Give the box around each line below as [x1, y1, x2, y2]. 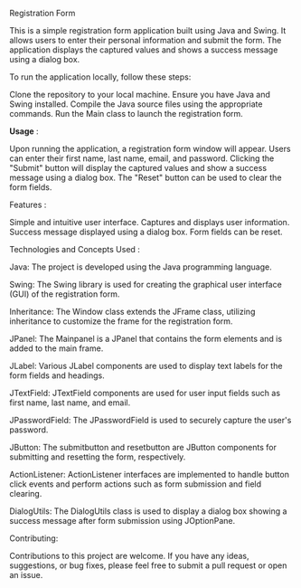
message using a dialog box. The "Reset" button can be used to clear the [9, 172, 282, 183]
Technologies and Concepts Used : [9, 244, 140, 254]
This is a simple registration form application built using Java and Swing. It [9, 25, 287, 35]
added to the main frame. [9, 343, 104, 354]
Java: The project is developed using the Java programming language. [9, 261, 273, 272]
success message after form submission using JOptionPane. [9, 516, 236, 526]
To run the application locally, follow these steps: [9, 71, 192, 82]
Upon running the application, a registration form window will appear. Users [9, 144, 291, 154]
